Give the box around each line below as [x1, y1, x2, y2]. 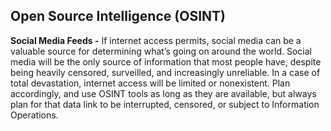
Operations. [10, 109, 59, 121]
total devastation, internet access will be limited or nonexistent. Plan [10, 77, 291, 89]
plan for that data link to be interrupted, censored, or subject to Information [10, 98, 320, 110]
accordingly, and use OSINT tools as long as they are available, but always [10, 87, 317, 99]
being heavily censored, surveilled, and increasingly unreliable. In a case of [10, 66, 321, 78]
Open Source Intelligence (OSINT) [10, 8, 226, 25]
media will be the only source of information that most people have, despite [10, 55, 322, 68]
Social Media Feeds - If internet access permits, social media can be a [10, 34, 302, 46]
